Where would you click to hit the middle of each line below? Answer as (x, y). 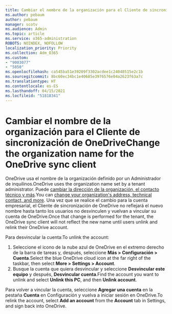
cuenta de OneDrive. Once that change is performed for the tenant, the (79, 217)
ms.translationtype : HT (31, 81)
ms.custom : (17, 58)
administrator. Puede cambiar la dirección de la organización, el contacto (82, 189)
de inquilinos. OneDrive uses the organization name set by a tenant (75, 184)
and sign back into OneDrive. (36, 306)
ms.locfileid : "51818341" (33, 96)
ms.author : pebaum (25, 15)
